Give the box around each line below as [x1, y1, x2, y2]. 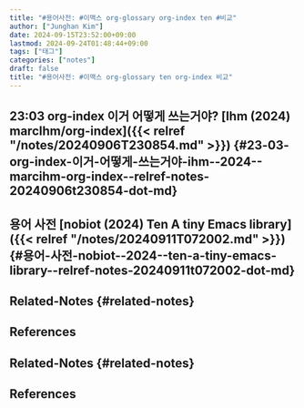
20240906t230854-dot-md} [9, 183, 178, 199]
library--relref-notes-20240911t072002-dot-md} [9, 262, 296, 278]
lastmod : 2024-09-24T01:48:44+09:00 [9, 38, 148, 48]
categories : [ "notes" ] [9, 56, 96, 65]
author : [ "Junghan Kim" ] [9, 22, 104, 31]
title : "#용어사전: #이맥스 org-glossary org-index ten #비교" [9, 13, 238, 23]
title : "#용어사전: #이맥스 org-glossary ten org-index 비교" [9, 73, 233, 82]
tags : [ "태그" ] [9, 47, 64, 56]
